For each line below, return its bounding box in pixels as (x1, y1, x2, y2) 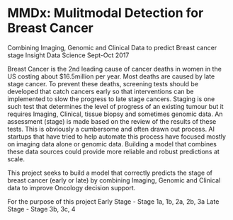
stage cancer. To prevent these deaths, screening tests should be (7, 79, 199, 88)
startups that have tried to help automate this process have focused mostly (7, 132, 227, 141)
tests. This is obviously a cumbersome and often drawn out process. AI (7, 125, 215, 133)
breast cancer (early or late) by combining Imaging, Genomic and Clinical (7, 175, 221, 185)
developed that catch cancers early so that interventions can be (7, 87, 194, 95)
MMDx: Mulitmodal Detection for (7, 5, 204, 21)
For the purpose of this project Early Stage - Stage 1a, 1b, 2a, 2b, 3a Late (7, 197, 220, 206)
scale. (7, 154, 25, 163)
